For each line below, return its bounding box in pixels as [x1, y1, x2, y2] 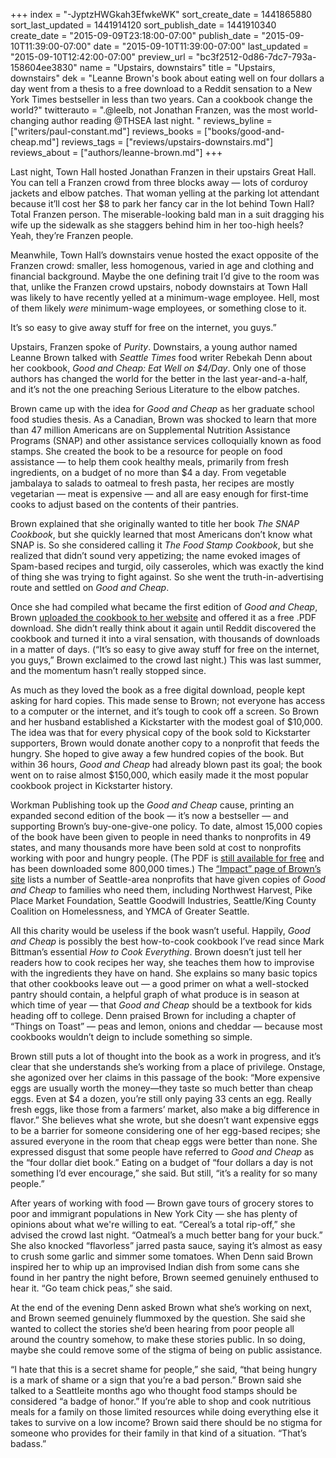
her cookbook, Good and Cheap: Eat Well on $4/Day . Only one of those [10, 362, 307, 374]
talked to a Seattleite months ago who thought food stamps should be [10, 1385, 298, 1396]
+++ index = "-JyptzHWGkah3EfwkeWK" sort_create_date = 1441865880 [10, 9, 313, 20]
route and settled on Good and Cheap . [10, 582, 170, 593]
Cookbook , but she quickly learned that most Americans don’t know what [10, 529, 313, 540]
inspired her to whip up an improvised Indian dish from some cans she [10, 1261, 300, 1273]
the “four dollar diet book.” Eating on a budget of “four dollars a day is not [10, 1157, 314, 1168]
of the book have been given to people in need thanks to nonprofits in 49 [10, 831, 312, 843]
